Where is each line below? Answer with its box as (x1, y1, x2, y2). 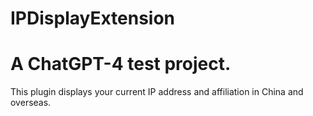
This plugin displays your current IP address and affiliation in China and (10, 86, 304, 98)
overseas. (10, 97, 52, 109)
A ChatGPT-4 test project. (10, 53, 232, 76)
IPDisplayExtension (10, 7, 176, 30)
